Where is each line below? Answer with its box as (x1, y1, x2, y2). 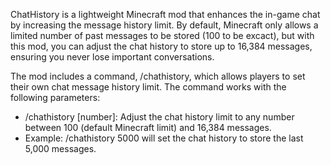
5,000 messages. (24, 143, 97, 154)
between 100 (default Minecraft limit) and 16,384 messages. (24, 122, 272, 133)
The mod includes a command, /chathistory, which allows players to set (10, 70, 306, 82)
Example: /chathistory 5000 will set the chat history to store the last (24, 132, 304, 144)
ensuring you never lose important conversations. (10, 51, 215, 63)
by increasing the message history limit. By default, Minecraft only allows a (10, 19, 319, 31)
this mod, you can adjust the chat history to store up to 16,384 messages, (10, 40, 313, 52)
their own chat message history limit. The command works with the (10, 81, 287, 93)
